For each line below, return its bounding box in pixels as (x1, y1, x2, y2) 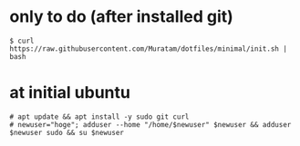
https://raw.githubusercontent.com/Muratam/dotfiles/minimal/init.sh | (9, 44, 287, 54)
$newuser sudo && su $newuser (9, 128, 125, 137)
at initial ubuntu (9, 83, 130, 103)
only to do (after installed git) (9, 6, 234, 27)
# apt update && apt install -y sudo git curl (9, 112, 190, 122)
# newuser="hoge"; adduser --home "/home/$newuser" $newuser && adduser (9, 120, 292, 129)
